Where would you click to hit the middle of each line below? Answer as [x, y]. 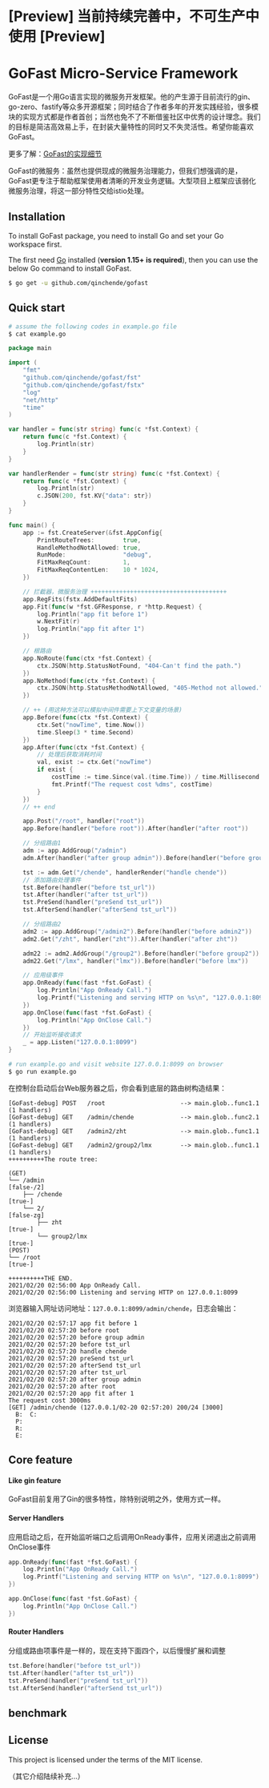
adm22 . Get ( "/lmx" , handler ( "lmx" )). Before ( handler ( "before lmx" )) [136, 961]
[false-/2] [26, 1187]
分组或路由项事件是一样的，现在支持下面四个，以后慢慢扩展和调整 [117, 1650]
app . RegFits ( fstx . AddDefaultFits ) [80, 599]
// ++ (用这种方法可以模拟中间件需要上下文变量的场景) [102, 710]
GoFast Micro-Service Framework [123, 74]
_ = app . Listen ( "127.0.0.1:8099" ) [80, 1043]
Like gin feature [35, 1480]
